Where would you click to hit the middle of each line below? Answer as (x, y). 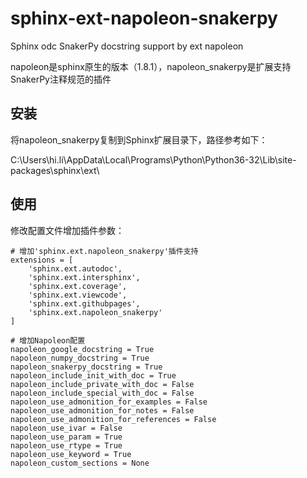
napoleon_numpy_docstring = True (80, 358)
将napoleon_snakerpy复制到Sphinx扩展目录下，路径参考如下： (139, 139)
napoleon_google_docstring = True (82, 349)
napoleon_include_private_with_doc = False (102, 384)
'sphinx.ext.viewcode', (78, 295)
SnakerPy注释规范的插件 (61, 79)
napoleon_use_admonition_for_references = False (113, 419)
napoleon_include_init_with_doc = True (93, 375)
